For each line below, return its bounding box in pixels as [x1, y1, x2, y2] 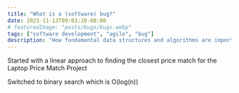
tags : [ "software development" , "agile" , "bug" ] [7, 30, 154, 38]
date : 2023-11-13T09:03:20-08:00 [7, 17, 107, 24]
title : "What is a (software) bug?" [7, 10, 116, 18]
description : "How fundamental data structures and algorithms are [7, 37, 212, 44]
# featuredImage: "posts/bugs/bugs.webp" [7, 23, 132, 31]
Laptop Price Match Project [7, 64, 87, 72]
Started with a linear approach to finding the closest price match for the [7, 56, 217, 65]
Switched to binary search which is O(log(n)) [7, 77, 139, 86]
